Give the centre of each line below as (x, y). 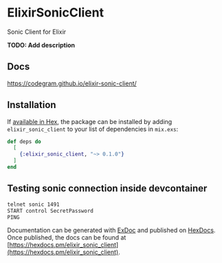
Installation (32, 105)
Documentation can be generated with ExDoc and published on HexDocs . (111, 230)
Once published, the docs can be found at (67, 238)
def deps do (24, 141)
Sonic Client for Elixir (37, 32)
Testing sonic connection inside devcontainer (107, 188)
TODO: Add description (41, 45)
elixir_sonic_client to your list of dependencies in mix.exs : (93, 129)
